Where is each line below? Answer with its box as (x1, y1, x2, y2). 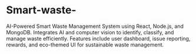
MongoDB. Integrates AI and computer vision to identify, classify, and (6, 28, 174, 35)
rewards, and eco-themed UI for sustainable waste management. (6, 41, 164, 48)
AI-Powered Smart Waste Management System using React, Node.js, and (6, 23, 184, 30)
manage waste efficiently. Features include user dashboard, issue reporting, (6, 35, 191, 42)
